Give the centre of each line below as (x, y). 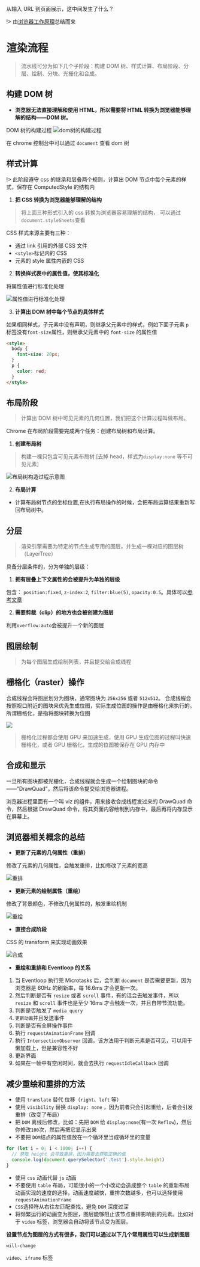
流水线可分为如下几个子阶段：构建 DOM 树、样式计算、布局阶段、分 (105, 66)
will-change (21, 1246)
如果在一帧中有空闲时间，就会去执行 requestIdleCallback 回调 (92, 1063)
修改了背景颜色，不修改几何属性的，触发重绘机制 (66, 904)
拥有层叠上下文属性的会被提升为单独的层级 (67, 580)
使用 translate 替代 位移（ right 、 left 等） (68, 1100)
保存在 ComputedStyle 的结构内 (56, 187)
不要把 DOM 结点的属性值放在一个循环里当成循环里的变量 (83, 1137)
